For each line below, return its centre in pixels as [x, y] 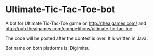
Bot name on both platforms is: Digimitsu [47, 48]
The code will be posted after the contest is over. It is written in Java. [77, 38]
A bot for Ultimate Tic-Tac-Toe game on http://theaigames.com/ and [76, 23]
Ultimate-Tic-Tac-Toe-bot [60, 9]
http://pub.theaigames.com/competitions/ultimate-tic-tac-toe [69, 28]
